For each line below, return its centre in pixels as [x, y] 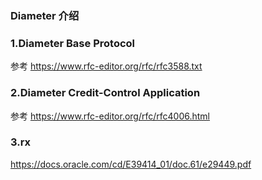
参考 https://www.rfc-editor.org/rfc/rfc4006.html [110, 116]
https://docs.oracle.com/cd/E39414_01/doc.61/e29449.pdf [131, 164]
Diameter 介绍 [45, 15]
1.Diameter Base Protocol [73, 43]
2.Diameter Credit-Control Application [105, 93]
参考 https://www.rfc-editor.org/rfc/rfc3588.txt [106, 66]
